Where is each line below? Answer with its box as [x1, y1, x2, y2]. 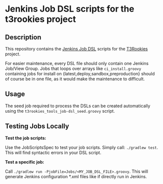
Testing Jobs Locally [5, 122, 70, 131]
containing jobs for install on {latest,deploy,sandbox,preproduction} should [5, 71, 155, 76]
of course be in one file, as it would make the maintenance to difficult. [5, 76, 145, 82]
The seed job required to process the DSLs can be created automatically [5, 103, 151, 109]
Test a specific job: [5, 159, 45, 165]
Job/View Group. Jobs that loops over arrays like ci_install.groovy [5, 66, 142, 71]
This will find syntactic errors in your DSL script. [5, 150, 101, 155]
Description [5, 33, 41, 41]
